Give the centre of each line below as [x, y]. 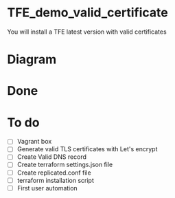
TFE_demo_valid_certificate [87, 13]
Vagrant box [34, 142]
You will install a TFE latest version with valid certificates [87, 32]
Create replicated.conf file [54, 173]
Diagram [32, 59]
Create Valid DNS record [52, 157]
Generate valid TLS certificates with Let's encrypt [87, 149]
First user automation [47, 188]
